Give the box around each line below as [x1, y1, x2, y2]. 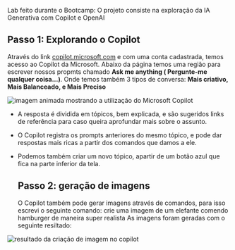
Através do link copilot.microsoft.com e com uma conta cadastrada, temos [7, 52, 224, 61]
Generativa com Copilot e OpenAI [7, 13, 105, 22]
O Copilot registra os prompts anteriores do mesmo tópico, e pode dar [17, 130, 222, 139]
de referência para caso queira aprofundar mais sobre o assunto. [17, 117, 207, 125]
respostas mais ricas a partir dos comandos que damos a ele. [17, 138, 197, 146]
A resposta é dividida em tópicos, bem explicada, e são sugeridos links [17, 109, 224, 118]
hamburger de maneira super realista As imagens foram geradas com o [17, 213, 226, 222]
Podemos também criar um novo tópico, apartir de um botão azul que [17, 151, 220, 161]
